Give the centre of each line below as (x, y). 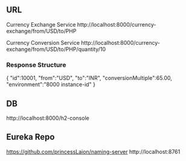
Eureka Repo (30, 137)
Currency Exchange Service (41, 24)
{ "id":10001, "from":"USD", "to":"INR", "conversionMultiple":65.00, (89, 78)
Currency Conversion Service (43, 42)
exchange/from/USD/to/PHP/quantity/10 (56, 49)
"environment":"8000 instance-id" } (51, 85)
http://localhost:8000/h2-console (48, 118)
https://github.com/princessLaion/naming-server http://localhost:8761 (93, 151)
